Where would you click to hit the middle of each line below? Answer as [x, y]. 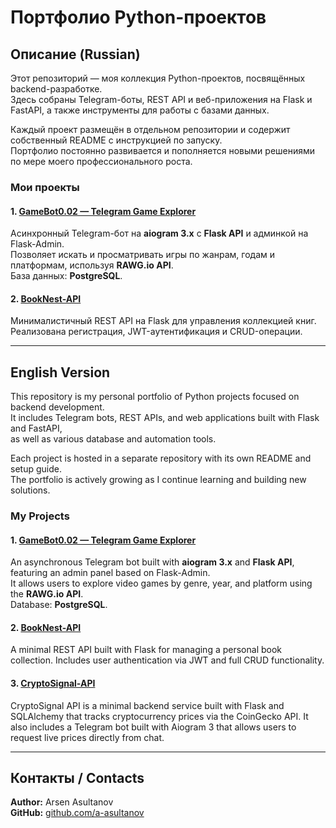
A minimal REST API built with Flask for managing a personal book [146, 650]
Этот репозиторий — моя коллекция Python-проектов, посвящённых [158, 78]
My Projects [40, 516]
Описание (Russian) [75, 54]
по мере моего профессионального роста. [101, 161]
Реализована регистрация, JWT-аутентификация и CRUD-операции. [156, 332]
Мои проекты [45, 187]
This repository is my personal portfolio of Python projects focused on [155, 397]
